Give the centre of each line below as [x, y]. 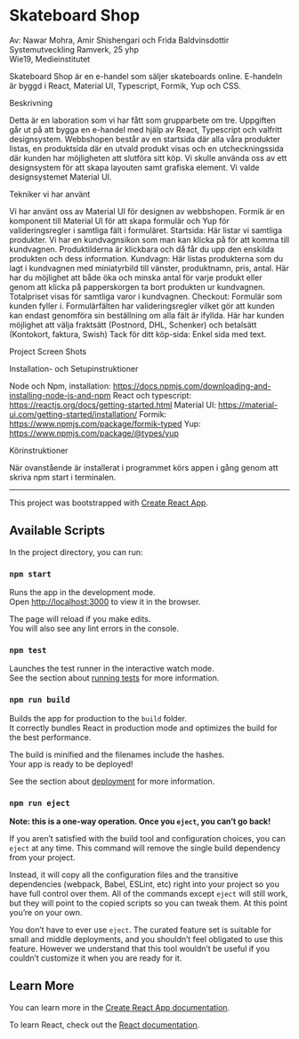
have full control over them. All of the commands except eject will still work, [149, 893]
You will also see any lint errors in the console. [94, 629]
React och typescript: [152, 395]
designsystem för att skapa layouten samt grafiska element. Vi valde [134, 167]
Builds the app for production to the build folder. [98, 718]
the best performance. [50, 737]
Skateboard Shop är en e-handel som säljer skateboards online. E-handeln [146, 76]
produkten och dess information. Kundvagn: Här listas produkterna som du [146, 258]
